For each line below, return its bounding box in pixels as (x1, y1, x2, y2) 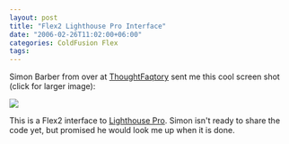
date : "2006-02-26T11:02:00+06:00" (9, 30, 143, 39)
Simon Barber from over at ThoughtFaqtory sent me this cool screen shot (9, 71, 280, 82)
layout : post (9, 13, 58, 22)
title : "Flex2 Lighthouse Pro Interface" (9, 22, 167, 31)
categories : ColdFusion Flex (9, 38, 118, 48)
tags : (9, 47, 30, 56)
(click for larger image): (9, 81, 96, 92)
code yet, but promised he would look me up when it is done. (9, 125, 235, 136)
